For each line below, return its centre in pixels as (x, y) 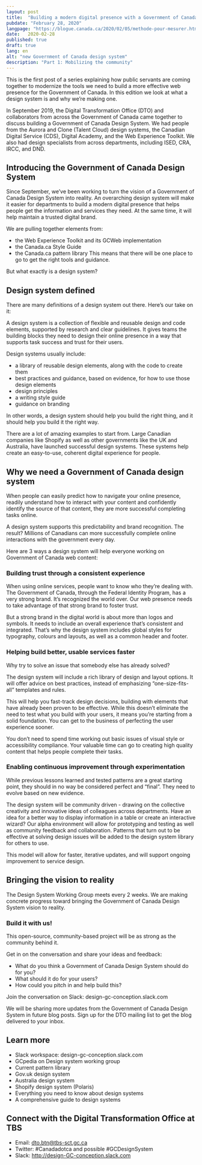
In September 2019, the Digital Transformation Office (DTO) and (85, 110)
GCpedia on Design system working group (67, 1061)
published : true (26, 40)
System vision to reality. (36, 907)
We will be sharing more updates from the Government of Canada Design (97, 1008)
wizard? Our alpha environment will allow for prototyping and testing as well (100, 824)
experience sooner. (30, 727)
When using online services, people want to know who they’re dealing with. (100, 586)
